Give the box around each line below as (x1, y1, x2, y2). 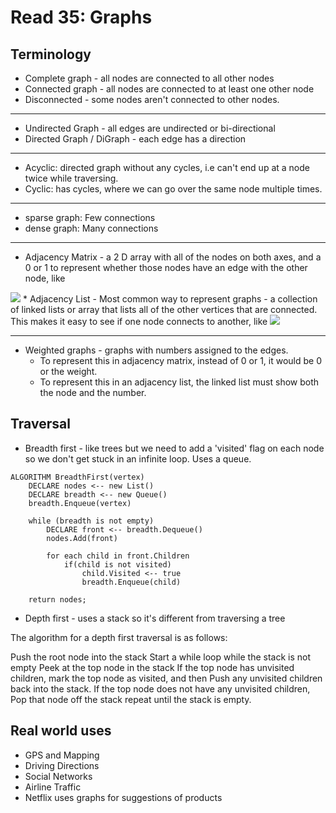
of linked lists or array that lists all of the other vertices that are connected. (10, 304, 318, 315)
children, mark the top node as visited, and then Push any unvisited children (10, 672, 323, 684)
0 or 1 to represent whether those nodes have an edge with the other (24, 262, 308, 273)
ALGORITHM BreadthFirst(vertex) (10, 472, 145, 482)
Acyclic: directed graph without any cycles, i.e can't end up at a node (24, 162, 310, 173)
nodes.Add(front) (46, 533, 118, 543)
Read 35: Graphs (10, 6, 153, 29)
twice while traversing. (24, 172, 119, 184)
